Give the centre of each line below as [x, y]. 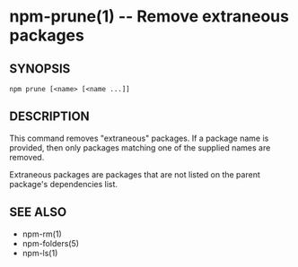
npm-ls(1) [40, 253]
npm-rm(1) [42, 234]
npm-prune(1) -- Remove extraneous [149, 17]
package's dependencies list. [64, 184]
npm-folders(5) [50, 243]
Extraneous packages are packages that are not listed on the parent [135, 174]
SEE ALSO [38, 212]
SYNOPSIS [40, 69]
